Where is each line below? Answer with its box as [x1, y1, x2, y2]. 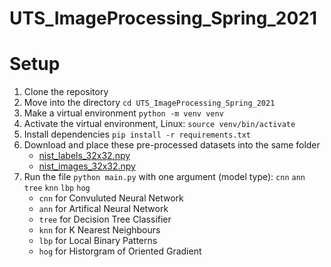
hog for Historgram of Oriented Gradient [38, 245, 202, 257]
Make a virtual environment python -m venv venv [23, 107, 224, 119]
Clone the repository [23, 86, 109, 98]
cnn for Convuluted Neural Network [38, 192, 184, 204]
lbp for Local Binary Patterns [38, 235, 158, 247]
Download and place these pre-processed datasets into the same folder [23, 139, 321, 151]
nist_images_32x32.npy [38, 160, 136, 172]
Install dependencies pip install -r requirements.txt [23, 128, 251, 141]
